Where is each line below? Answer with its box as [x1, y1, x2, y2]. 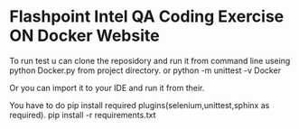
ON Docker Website [9, 25, 160, 46]
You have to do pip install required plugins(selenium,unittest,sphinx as [9, 99, 270, 110]
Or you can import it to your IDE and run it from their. [9, 82, 205, 93]
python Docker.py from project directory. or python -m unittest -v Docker [9, 65, 282, 76]
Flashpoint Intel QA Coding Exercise [9, 6, 285, 27]
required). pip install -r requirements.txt [9, 109, 156, 120]
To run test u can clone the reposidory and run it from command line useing [9, 55, 291, 66]
